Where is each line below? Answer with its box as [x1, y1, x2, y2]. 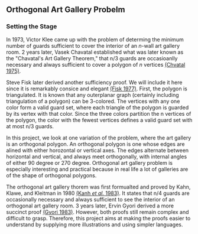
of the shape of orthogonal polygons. [6, 171, 97, 179]
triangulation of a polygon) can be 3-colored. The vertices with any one [6, 97, 180, 105]
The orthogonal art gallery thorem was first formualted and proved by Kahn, [6, 183, 191, 190]
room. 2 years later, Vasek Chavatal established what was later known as [6, 48, 184, 56]
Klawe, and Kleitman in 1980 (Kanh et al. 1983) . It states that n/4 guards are [6, 189, 190, 197]
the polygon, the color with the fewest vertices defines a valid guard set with [6, 116, 193, 123]
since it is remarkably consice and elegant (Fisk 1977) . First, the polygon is [6, 85, 188, 92]
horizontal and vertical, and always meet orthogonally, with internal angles [6, 153, 187, 160]
